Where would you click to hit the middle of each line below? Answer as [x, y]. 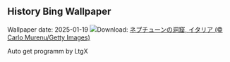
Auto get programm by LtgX [48, 51]
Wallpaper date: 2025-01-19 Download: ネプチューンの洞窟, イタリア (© [115, 29]
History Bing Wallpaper [59, 12]
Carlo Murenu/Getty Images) [49, 37]
